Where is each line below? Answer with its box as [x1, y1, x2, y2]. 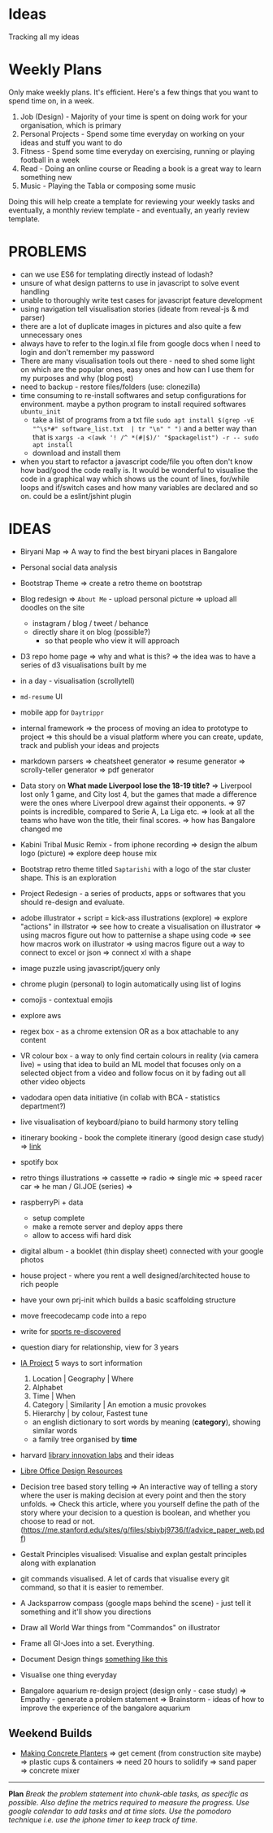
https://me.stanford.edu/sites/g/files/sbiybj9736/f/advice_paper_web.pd [23, 1525, 265, 1534]
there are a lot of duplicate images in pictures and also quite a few [19, 321, 242, 330]
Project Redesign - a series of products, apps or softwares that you [19, 888, 246, 898]
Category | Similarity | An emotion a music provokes [32, 1399, 207, 1409]
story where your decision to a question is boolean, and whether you [19, 1507, 250, 1517]
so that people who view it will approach [44, 636, 180, 645]
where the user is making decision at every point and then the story [19, 1490, 246, 1500]
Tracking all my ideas [8, 32, 80, 42]
